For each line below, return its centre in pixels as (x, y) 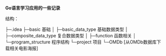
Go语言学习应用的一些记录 (33, 8)
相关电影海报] (24, 48)
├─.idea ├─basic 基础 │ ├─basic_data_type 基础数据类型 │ (67, 29)
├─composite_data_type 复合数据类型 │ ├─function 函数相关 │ (71, 36)
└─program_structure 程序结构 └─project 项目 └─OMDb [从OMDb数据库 (81, 42)
